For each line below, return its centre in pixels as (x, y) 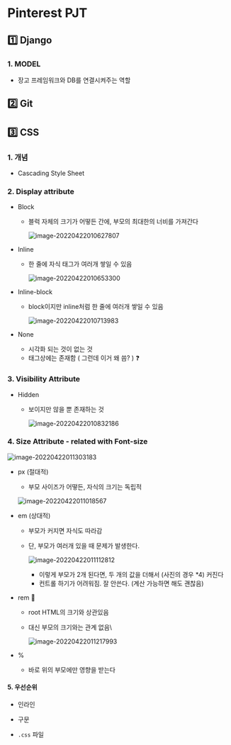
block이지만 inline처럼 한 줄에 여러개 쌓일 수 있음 (96, 307)
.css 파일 (31, 734)
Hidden (28, 394)
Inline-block (35, 292)
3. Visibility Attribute (44, 379)
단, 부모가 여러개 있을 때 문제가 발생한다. (84, 545)
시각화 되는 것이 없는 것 (61, 349)
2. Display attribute (41, 191)
